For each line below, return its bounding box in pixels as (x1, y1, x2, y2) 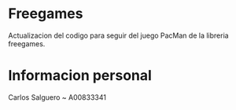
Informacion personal (8, 67, 152, 85)
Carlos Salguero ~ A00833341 (8, 92, 106, 102)
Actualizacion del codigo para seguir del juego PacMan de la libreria (8, 31, 230, 40)
